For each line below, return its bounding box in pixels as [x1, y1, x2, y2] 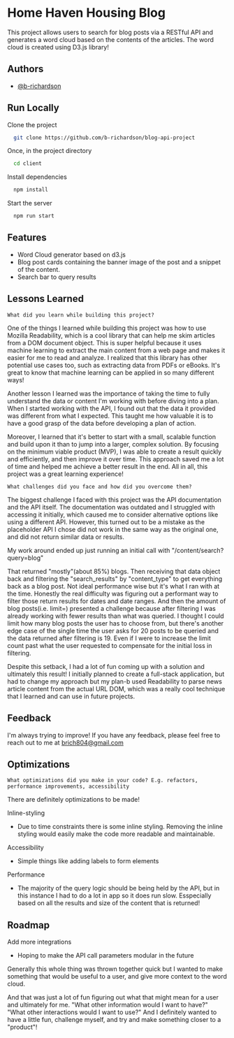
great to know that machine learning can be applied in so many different [7, 368, 214, 377]
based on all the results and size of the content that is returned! [17, 899, 200, 907]
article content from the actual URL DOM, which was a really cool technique [7, 684, 226, 693]
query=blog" [7, 554, 44, 562]
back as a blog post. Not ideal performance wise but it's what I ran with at [7, 582, 220, 590]
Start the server [7, 199, 52, 208]
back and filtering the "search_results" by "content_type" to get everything [7, 575, 223, 583]
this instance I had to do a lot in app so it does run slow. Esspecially [17, 891, 212, 900]
